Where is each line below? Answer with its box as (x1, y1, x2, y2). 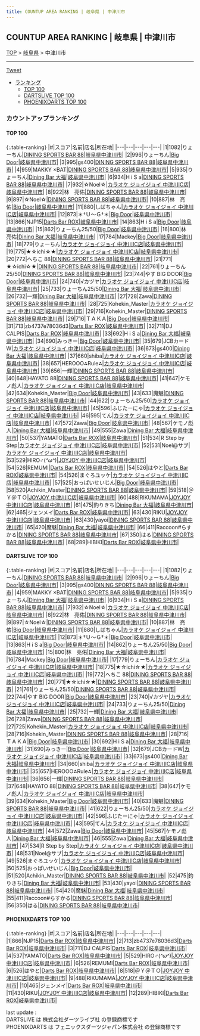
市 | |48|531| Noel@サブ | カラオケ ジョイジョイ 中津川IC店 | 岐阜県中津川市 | (6, 849, 185, 857)
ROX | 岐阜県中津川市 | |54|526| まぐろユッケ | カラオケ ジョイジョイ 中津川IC (6, 472, 189, 479)
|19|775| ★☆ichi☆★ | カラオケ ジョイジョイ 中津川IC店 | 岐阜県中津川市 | (6, 248, 180, 255)
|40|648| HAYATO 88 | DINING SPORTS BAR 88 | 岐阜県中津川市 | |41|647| (6, 374, 180, 381)
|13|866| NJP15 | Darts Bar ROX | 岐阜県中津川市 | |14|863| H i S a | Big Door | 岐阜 (6, 218, 192, 225)
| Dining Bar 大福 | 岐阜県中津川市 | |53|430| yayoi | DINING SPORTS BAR (21, 879, 191, 886)
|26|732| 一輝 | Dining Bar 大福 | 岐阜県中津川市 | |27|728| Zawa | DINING (6, 293, 173, 300)
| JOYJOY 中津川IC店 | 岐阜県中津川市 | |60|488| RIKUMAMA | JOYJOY (27, 494, 191, 501)
